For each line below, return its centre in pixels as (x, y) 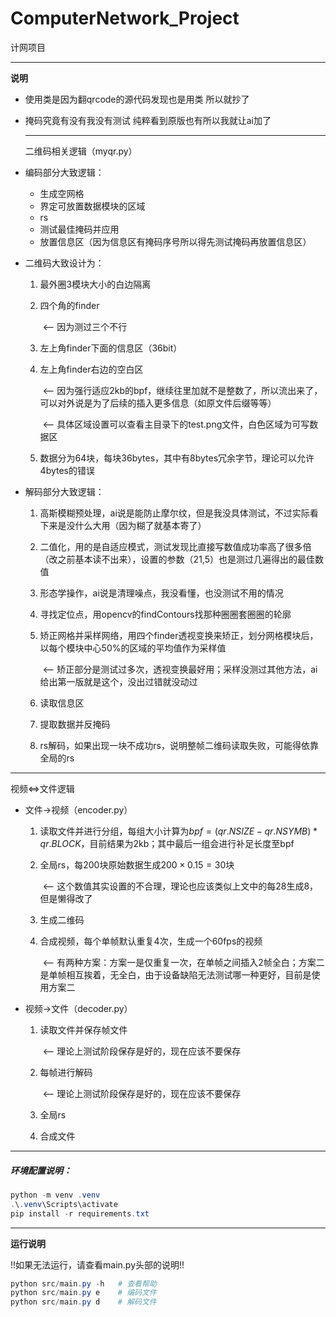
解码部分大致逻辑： (64, 491)
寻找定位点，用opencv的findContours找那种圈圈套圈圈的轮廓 (165, 614)
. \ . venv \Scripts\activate (64, 1204)
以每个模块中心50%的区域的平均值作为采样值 (133, 648)
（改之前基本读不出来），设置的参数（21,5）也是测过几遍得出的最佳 (177, 559)
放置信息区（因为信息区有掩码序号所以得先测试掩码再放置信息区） (175, 241)
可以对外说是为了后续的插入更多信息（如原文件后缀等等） (158, 403)
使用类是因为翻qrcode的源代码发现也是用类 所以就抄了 (137, 99)
